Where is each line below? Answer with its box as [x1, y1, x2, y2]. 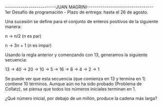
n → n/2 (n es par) [5, 33, 42, 39]
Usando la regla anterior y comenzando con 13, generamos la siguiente [5, 52, 147, 58]
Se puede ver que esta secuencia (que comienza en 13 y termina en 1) [5, 76, 146, 81]
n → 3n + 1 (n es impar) [5, 43, 52, 48]
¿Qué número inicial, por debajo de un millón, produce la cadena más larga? [5, 95, 157, 101]
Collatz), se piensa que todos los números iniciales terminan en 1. [5, 86, 136, 91]
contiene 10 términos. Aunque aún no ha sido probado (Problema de [5, 81, 142, 87]
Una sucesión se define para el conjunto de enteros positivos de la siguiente [5, 19, 158, 24]
